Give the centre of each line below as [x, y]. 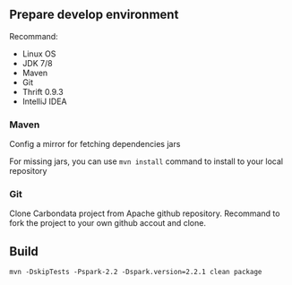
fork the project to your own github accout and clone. [107, 223]
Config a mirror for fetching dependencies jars [95, 144]
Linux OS [39, 54]
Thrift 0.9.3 [43, 91]
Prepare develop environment [94, 15]
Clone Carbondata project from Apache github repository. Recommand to [145, 213]
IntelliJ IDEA [44, 101]
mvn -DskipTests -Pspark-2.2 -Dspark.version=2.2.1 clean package [136, 272]
